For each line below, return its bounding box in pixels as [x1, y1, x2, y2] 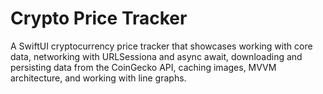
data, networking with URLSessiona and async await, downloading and [10, 50, 303, 62]
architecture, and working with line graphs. [10, 72, 187, 84]
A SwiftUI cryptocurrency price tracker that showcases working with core [10, 40, 313, 52]
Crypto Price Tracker [10, 7, 188, 30]
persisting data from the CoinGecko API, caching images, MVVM [10, 61, 277, 73]
